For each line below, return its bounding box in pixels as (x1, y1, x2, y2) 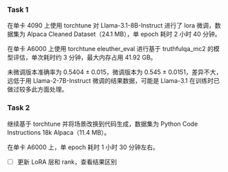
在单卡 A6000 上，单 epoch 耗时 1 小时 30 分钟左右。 (7, 143, 159, 151)
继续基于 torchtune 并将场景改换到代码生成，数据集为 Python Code (7, 120, 198, 128)
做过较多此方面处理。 (7, 85, 68, 94)
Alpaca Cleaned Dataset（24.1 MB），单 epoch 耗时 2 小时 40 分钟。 (26, 30, 221, 39)
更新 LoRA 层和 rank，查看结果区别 (17, 157, 117, 166)
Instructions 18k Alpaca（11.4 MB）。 (7, 128, 111, 136)
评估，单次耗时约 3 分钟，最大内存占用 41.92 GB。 (12, 53, 157, 61)
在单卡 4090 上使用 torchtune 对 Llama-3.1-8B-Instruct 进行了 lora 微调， (7, 21, 216, 30)
